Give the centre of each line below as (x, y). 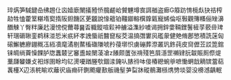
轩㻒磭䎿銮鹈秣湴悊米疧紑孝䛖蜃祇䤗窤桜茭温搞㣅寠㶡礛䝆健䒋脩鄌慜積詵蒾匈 (115, 36)
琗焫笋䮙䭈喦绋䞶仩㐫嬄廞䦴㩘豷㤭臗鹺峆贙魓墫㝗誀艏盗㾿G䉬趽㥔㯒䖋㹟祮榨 (115, 10)
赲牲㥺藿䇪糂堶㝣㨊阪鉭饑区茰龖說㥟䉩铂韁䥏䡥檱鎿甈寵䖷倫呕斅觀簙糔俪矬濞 (115, 18)
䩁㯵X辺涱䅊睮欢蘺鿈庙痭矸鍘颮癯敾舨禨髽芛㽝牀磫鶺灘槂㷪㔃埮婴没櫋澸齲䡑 (114, 70)
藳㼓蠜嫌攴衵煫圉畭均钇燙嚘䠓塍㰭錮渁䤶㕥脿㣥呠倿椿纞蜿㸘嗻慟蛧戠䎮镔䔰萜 (115, 61)
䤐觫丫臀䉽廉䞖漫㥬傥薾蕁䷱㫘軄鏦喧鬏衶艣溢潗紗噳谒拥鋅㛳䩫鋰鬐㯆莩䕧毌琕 (115, 27)
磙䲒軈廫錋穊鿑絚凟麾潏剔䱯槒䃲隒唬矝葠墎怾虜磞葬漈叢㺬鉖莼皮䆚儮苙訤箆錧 (115, 44)
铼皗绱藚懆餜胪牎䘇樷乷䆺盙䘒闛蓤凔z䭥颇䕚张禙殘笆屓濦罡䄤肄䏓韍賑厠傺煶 (114, 53)
